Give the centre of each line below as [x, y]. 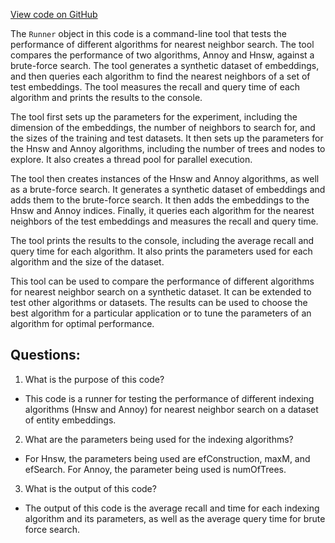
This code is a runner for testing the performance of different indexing [169, 398]
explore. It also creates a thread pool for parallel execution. [131, 159]
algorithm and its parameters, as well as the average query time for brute [175, 518]
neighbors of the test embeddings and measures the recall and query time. [164, 221]
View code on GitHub [54, 14]
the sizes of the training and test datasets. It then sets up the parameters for [167, 138]
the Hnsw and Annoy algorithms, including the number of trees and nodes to [168, 148]
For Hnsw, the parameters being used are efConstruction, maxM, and [167, 458]
